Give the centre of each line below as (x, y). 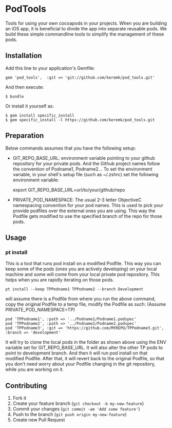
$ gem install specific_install (40, 115)
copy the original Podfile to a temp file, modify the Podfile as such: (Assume (85, 304)
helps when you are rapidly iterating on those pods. (60, 280)
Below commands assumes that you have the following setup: (71, 148)
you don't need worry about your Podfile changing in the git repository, (80, 364)
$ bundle (15, 96)
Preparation (25, 136)
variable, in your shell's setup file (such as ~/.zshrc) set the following (85, 174)
